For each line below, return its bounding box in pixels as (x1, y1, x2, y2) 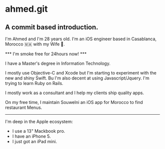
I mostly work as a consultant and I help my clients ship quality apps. (5, 90, 144, 96)
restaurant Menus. (5, 104, 43, 110)
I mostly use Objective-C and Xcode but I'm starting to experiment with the (5, 70, 157, 75)
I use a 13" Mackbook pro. (12, 128, 65, 134)
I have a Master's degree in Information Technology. (5, 60, 110, 66)
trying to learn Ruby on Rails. (5, 80, 64, 86)
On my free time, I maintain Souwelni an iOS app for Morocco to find (5, 99, 143, 105)
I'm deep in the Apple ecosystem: (5, 119, 73, 124)
